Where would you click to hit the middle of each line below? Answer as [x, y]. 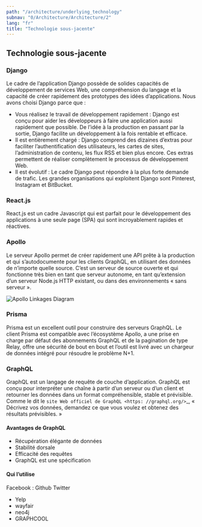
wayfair [24, 506]
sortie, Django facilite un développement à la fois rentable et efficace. [101, 133]
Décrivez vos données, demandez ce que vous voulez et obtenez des [93, 408]
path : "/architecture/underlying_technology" [64, 12]
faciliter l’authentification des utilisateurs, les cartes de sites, [90, 146]
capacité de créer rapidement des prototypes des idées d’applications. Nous [101, 96]
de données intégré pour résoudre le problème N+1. [70, 353]
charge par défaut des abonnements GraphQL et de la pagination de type [97, 340]
